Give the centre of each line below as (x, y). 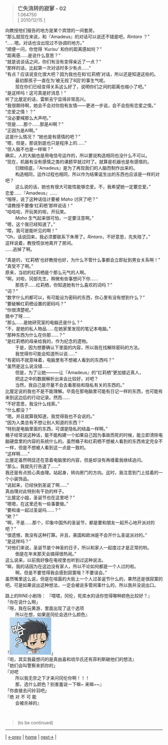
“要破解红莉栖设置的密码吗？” (36, 304)
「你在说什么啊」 (23, 602)
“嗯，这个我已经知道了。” (30, 224)
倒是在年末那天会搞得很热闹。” (45, 554)
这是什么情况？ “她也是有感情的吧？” (43, 137)
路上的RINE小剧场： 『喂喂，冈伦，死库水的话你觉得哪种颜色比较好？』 (79, 596)
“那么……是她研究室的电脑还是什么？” (44, 322)
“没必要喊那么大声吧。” (28, 118)
